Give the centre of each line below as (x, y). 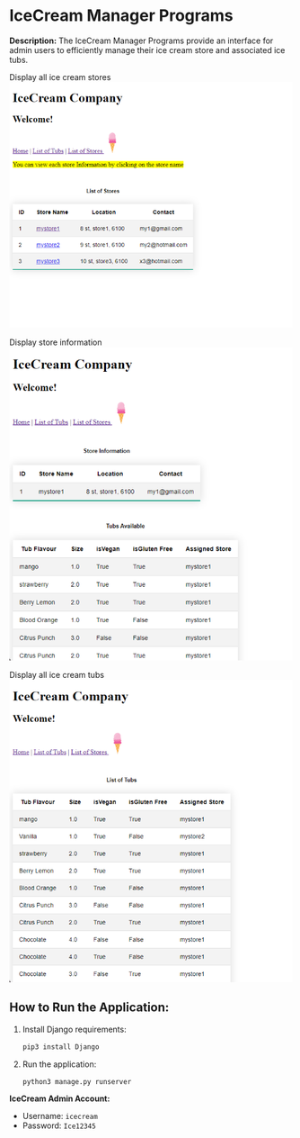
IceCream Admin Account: (60, 1098)
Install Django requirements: (75, 1029)
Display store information (56, 342)
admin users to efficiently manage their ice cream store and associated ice (147, 50)
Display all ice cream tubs (57, 674)
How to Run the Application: (89, 1008)
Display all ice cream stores (60, 77)
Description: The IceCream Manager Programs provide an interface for (141, 41)
